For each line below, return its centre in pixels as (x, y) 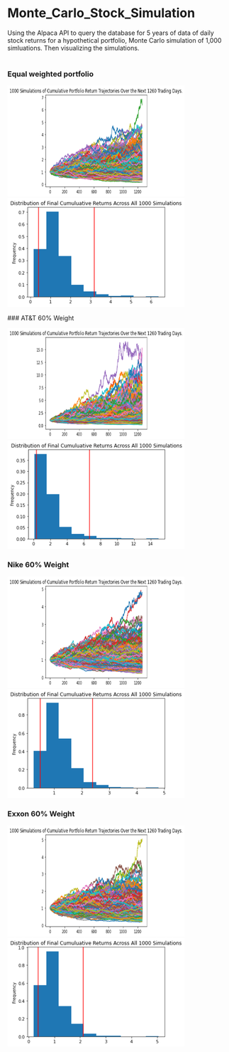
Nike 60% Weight (38, 565)
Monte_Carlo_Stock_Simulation (101, 13)
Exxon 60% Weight (41, 814)
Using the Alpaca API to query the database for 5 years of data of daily (111, 33)
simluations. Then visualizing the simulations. (73, 48)
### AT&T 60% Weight (41, 318)
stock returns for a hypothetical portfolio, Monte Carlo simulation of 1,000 (114, 40)
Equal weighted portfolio (51, 74)
